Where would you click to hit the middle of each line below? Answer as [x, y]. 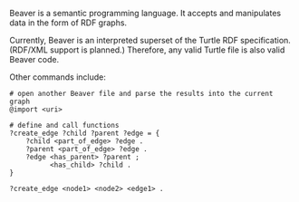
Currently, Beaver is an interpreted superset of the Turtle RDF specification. [150, 40]
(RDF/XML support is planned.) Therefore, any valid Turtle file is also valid [147, 50]
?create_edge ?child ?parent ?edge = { [85, 133]
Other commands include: [58, 77]
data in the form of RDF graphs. [68, 23]
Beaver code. [34, 59]
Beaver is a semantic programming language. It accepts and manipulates [145, 13]
